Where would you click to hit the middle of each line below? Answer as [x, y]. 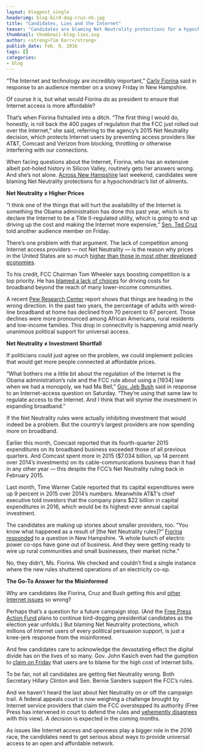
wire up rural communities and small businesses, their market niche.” [93, 551]
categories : [21, 57]
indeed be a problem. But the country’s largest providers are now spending [100, 424]
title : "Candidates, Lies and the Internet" [64, 23]
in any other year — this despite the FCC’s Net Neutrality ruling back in [95, 469]
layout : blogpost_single [38, 12]
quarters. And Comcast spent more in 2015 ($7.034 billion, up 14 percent [98, 456]
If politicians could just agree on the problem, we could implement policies [100, 355]
